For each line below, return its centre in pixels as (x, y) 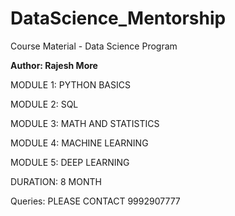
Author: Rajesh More (54, 65)
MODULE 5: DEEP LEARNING (70, 162)
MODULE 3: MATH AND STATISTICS (85, 123)
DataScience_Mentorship (118, 18)
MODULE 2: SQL (44, 104)
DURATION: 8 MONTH (56, 181)
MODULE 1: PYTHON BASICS (70, 84)
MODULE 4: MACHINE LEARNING (79, 143)
